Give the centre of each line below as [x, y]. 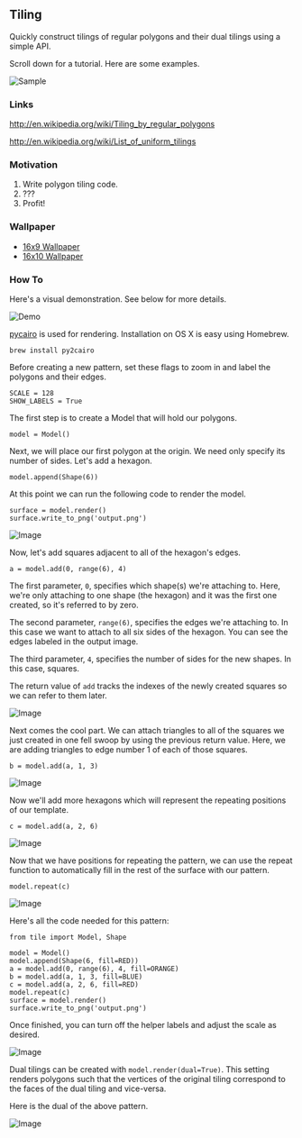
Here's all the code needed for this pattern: [89, 921]
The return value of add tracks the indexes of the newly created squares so [148, 686]
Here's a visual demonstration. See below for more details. [118, 299]
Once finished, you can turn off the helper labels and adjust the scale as [143, 1025]
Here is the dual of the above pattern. [79, 1106]
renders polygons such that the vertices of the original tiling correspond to [147, 1079]
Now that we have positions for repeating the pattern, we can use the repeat [151, 860]
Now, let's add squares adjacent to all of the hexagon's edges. [125, 552]
